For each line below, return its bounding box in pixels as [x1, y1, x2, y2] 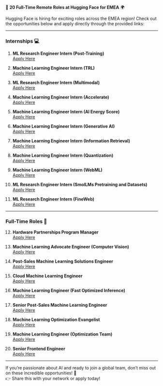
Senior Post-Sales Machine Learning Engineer [12, 302, 107, 308]
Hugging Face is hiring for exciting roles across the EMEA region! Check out [5, 16, 157, 21]
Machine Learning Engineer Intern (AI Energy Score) [12, 109, 120, 115]
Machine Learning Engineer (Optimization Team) [12, 331, 113, 337]
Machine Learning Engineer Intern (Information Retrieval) [12, 138, 130, 144]
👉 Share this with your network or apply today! [5, 375, 101, 381]
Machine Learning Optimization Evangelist [12, 317, 100, 322]
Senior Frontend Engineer [12, 346, 66, 352]
